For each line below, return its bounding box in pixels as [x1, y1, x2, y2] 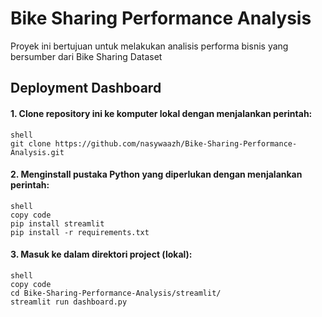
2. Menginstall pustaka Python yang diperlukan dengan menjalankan [10, 168, 303, 181]
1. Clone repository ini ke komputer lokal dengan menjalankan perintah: [10, 107, 313, 119]
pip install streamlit [10, 218, 105, 229]
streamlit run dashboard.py [10, 297, 128, 307]
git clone [10, 138, 52, 149]
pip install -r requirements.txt [10, 227, 150, 237]
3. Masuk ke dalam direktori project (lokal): [10, 248, 193, 261]
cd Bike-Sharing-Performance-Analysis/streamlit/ [10, 288, 222, 298]
